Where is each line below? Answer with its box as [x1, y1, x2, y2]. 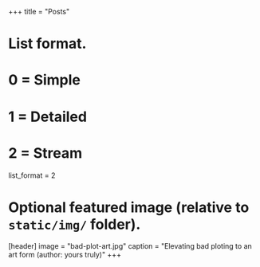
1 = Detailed [8, 108, 88, 126]
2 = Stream [8, 143, 82, 162]
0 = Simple [8, 71, 81, 89]
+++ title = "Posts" [8, 7, 70, 16]
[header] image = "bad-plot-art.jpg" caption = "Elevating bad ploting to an [8, 241, 253, 251]
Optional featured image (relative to [8, 198, 250, 216]
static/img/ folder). [8, 215, 141, 234]
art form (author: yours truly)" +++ [8, 250, 122, 260]
